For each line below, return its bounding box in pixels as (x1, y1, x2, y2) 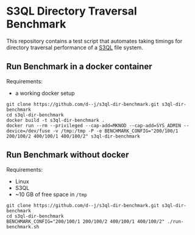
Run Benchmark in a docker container (6, 61, 152, 72)
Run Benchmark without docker (6, 150, 129, 160)
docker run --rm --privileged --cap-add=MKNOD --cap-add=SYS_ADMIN (6, 122, 182, 128)
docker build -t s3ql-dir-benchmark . (6, 117, 105, 123)
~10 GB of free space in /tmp (15, 191, 87, 198)
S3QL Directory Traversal (6, 4, 137, 18)
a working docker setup (15, 89, 75, 97)
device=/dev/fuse (6, 128, 51, 134)
